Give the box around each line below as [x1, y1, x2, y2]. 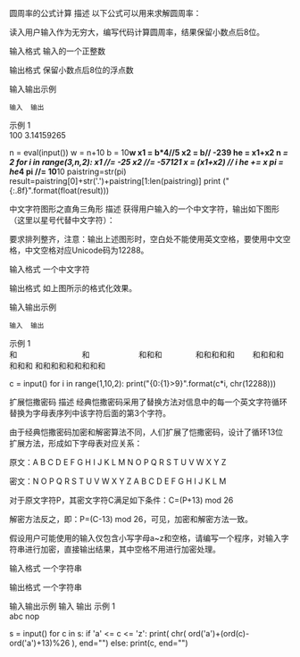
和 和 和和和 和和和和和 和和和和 [9, 349, 284, 360]
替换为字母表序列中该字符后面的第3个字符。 [9, 408, 171, 418]
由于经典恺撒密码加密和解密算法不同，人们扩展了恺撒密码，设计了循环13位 [9, 427, 284, 437]
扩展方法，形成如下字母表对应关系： [9, 438, 143, 448]
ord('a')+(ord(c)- [187, 628, 250, 638]
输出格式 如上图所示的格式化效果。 [9, 283, 137, 293]
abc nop [9, 611, 40, 621]
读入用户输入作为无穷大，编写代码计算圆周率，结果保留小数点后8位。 [9, 27, 265, 37]
